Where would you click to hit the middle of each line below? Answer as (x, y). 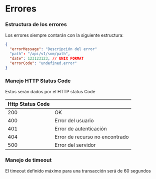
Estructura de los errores (36, 25)
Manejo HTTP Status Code (38, 81)
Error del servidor (75, 145)
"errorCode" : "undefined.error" (43, 63)
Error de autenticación (81, 129)
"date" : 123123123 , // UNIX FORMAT (47, 59)
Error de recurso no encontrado (92, 137)
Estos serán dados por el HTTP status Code (50, 92)
